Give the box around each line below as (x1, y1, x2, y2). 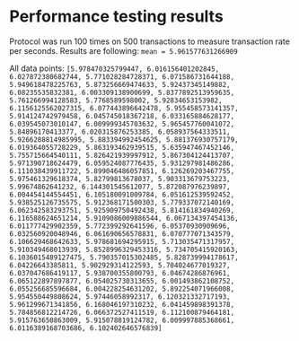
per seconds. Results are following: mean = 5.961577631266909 (9, 45, 238, 56)
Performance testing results (9, 6, 224, 27)
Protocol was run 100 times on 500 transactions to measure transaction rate (9, 36, 290, 47)
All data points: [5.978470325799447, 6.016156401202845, (9, 63, 220, 74)
